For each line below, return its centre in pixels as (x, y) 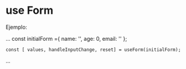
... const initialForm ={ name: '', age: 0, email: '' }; (67, 38)
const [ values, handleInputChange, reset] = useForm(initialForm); (93, 49)
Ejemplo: (17, 27)
